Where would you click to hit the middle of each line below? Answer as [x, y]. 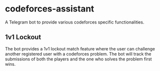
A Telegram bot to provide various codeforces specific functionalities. [75, 22]
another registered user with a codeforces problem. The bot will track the [78, 54]
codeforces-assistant [50, 9]
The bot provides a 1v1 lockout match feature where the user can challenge [80, 48]
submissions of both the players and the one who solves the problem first [79, 59]
